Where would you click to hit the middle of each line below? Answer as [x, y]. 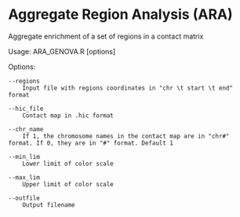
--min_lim [24, 156]
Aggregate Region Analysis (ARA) [120, 15]
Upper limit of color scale [68, 184]
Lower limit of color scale [68, 164]
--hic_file [26, 108]
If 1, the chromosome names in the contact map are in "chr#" [126, 136]
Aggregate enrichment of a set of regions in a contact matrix [106, 36]
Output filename [49, 205]
